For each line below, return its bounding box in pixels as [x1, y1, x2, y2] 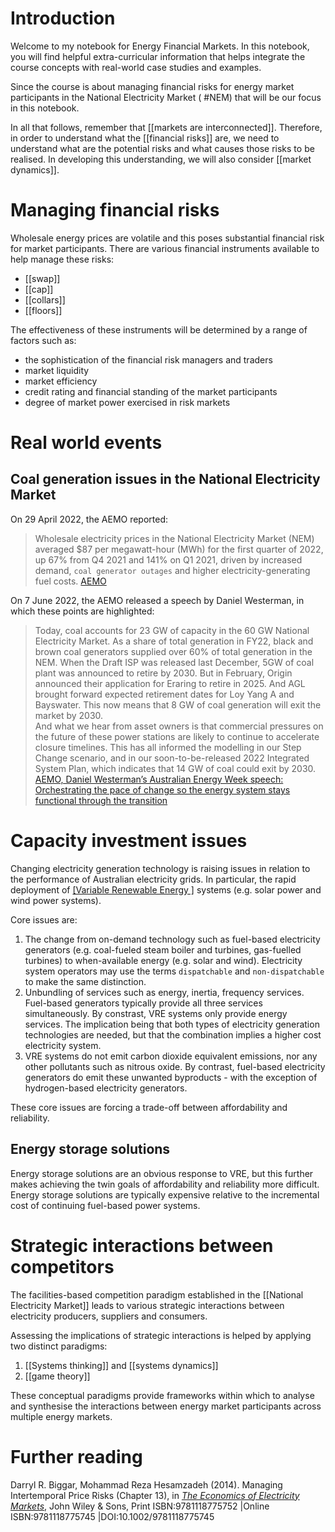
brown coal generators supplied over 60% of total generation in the [34, 645, 313, 657]
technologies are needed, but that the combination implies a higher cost [24, 1028, 322, 1041]
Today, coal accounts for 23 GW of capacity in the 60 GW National [34, 624, 310, 636]
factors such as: [10, 334, 77, 346]
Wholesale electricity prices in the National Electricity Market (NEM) [34, 532, 315, 544]
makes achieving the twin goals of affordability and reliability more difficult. [10, 1178, 320, 1190]
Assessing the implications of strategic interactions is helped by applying [10, 1329, 312, 1341]
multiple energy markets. [10, 1410, 113, 1422]
